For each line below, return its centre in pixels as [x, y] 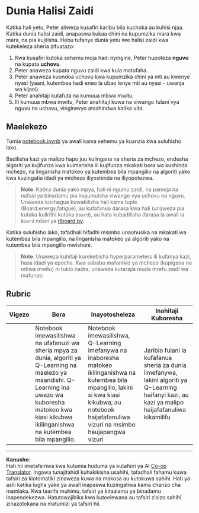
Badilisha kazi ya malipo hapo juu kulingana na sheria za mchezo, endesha [97, 159]
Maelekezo [27, 127]
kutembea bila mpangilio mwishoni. [49, 245]
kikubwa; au [105, 402]
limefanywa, [161, 372]
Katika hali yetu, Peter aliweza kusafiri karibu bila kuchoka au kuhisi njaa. [95, 27]
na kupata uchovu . [38, 64]
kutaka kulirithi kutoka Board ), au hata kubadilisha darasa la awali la [102, 214]
